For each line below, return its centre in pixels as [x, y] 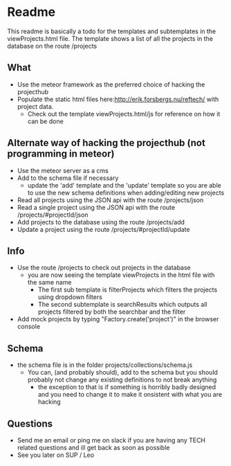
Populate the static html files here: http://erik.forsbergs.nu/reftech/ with [118, 99]
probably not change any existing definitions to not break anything [122, 380]
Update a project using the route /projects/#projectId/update [103, 229]
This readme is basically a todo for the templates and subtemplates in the [112, 31]
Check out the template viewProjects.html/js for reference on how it [124, 114]
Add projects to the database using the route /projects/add [101, 222]
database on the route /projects [52, 46]
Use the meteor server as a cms [63, 170]
